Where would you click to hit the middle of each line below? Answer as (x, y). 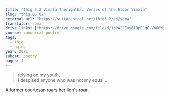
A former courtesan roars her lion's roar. (47, 90)
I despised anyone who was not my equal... (62, 80)
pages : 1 (14, 61)
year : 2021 (17, 51)
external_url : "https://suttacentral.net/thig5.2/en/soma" (68, 19)
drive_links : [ (21, 28)
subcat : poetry (21, 56)
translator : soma (23, 24)
